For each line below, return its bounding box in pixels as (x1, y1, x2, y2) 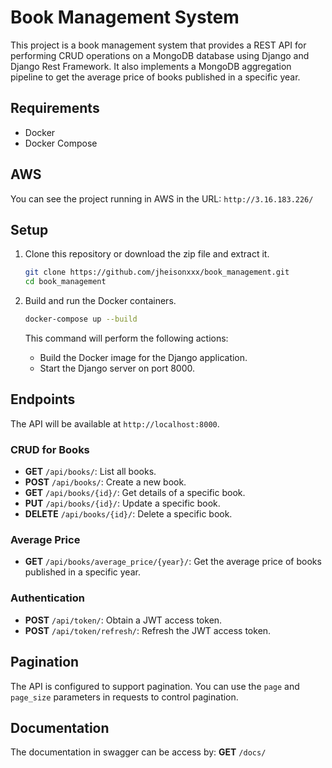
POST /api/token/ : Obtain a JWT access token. (24, 614, 223, 626)
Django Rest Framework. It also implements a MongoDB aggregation (10, 60, 292, 72)
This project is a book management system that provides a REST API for (10, 39, 307, 51)
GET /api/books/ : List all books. (24, 466, 157, 478)
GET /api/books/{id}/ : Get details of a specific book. (24, 487, 246, 499)
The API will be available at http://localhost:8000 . (10, 417, 220, 430)
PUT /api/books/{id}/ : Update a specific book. (24, 497, 221, 510)
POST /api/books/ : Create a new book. (24, 476, 187, 488)
